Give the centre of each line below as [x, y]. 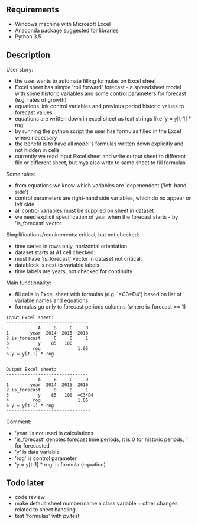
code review [30, 497]
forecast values [33, 112]
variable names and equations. [52, 300]
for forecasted [32, 445]
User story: [20, 69]
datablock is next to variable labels [57, 265]
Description [28, 55]
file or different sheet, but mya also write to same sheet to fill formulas [100, 163]
